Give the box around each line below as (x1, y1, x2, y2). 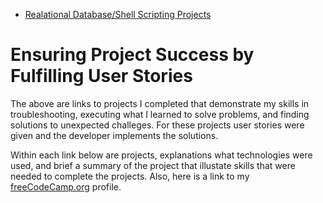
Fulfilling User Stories (10, 65, 193, 88)
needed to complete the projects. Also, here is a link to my (10, 170, 250, 182)
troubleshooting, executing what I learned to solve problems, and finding (10, 108, 310, 120)
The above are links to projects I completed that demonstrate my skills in (10, 97, 310, 109)
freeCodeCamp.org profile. (10, 180, 122, 193)
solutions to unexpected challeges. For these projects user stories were (10, 119, 305, 131)
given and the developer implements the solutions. (10, 129, 219, 141)
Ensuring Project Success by (10, 44, 255, 66)
